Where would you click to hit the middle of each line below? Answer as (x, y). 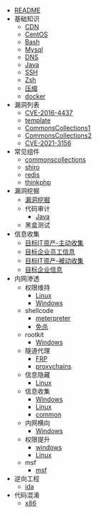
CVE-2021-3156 (48, 143)
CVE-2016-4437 (49, 113)
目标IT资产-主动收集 (54, 243)
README (27, 10)
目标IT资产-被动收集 (54, 261)
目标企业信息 (43, 269)
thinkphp (38, 182)
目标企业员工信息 (50, 252)
